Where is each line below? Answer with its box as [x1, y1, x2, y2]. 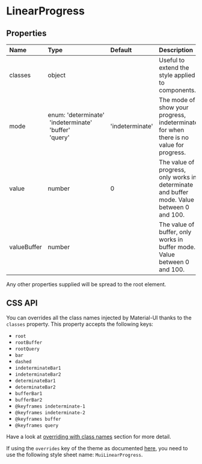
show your [159, 103, 189, 112]
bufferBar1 [14, 390, 43, 397]
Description [159, 46, 194, 54]
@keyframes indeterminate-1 [14, 403, 85, 409]
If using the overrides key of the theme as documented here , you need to [6, 444, 188, 451]
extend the [159, 64, 189, 71]
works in [159, 235, 183, 244]
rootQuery [14, 346, 40, 352]
